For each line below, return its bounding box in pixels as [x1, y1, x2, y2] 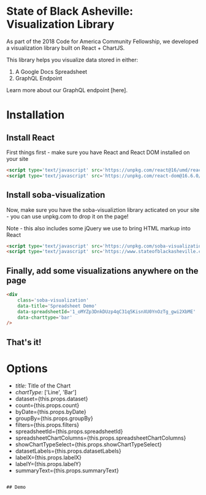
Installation [6, 108, 65, 122]
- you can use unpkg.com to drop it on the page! [6, 212, 129, 220]
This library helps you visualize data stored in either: [6, 56, 139, 63]
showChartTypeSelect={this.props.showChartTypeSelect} [15, 440, 162, 448]
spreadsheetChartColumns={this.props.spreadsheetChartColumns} [15, 434, 186, 442]
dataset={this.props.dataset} [15, 395, 88, 402]
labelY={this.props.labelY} [15, 460, 82, 467]
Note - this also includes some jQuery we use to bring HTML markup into [6, 224, 191, 232]
